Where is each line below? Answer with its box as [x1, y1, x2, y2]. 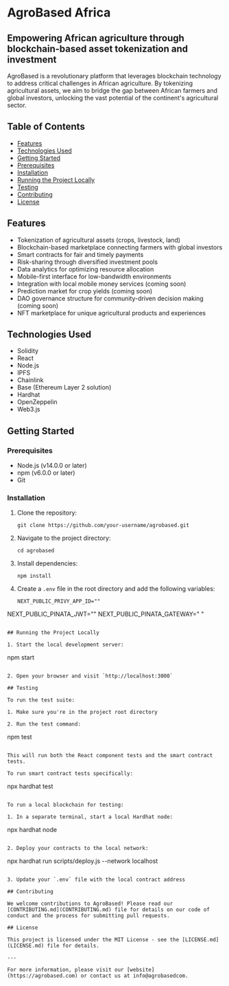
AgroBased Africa [7, 5, 111, 21]
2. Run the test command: [7, 721, 81, 728]
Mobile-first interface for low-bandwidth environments [16, 272, 171, 280]
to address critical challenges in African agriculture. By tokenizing [7, 79, 193, 87]
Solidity [16, 347, 39, 355]
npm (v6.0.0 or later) [16, 469, 75, 477]
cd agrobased [16, 548, 55, 554]
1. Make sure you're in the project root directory [7, 709, 158, 716]
